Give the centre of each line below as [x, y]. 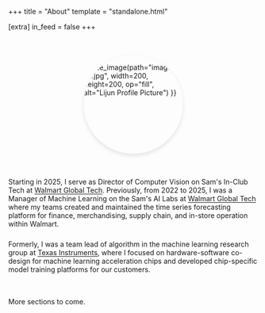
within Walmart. [34, 224]
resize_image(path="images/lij [133, 67]
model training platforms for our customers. [79, 269]
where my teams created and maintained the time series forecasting [120, 207]
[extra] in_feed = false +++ [52, 27]
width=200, [130, 76]
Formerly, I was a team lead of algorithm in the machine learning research [129, 244]
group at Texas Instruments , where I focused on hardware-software [119, 252]
